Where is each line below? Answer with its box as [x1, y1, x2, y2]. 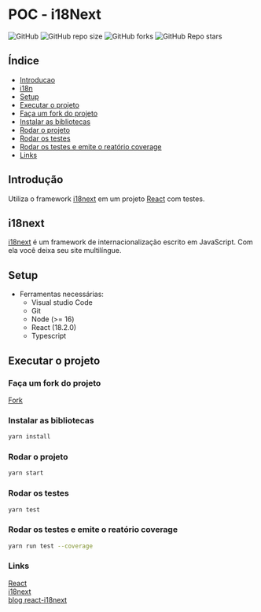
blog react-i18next [8, 595, 68, 604]
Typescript [31, 332, 67, 341]
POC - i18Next [8, 5, 102, 24]
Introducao [19, 75, 56, 84]
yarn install [8, 433, 51, 441]
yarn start [8, 469, 44, 477]
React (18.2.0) [31, 323, 77, 332]
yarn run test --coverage [8, 542, 93, 550]
